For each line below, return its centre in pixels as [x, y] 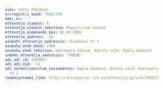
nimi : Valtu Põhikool [27, 10]
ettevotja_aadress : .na [29, 37]
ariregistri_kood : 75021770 [34, 14]
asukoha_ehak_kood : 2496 [30, 46]
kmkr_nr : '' [17, 19]
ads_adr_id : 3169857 [26, 60]
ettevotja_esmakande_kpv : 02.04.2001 [43, 32]
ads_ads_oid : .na [23, 64]
